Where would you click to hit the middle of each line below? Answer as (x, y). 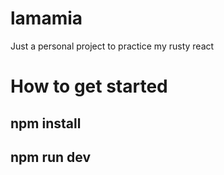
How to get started (89, 86)
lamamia (46, 18)
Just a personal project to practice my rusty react (112, 46)
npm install (46, 123)
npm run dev (51, 157)
